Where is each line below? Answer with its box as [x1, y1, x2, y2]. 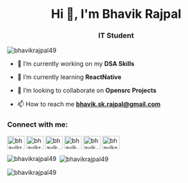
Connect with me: [7, 120, 68, 129]
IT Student [97, 31, 135, 41]
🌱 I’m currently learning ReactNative [17, 73, 122, 81]
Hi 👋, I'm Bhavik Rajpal [50, 6, 182, 22]
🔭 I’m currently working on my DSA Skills [17, 60, 135, 68]
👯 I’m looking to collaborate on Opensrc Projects [17, 86, 157, 95]
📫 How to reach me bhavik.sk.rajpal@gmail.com [17, 100, 161, 109]
